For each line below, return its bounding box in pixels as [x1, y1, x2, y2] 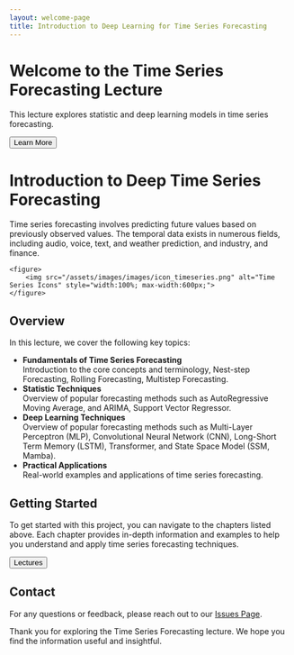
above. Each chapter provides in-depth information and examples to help [9, 529, 281, 540]
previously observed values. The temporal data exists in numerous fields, [9, 229, 281, 240]
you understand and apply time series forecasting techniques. [9, 539, 240, 550]
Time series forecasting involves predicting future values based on [9, 219, 257, 230]
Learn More [13, 138, 53, 148]
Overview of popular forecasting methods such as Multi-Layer [22, 422, 254, 432]
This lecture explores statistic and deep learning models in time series [9, 109, 269, 120]
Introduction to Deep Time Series [9, 170, 262, 190]
